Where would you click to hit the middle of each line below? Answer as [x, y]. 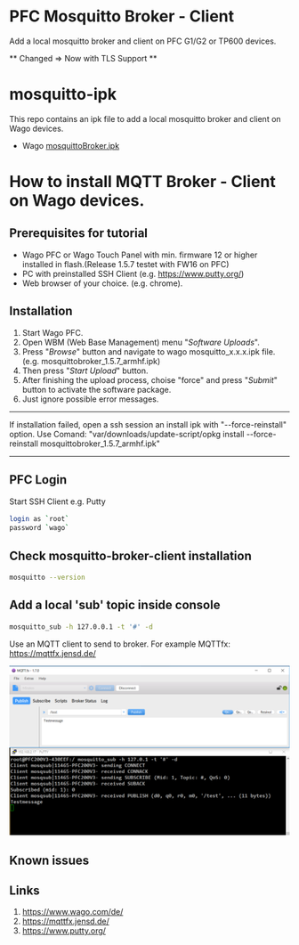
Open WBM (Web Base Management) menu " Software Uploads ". [141, 342]
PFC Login [38, 480]
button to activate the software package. [97, 389]
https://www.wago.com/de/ [73, 912]
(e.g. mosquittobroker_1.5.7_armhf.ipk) [91, 361]
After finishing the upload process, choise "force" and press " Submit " [150, 379]
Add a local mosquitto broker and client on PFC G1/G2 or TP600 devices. [143, 41]
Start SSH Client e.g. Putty [58, 501]
